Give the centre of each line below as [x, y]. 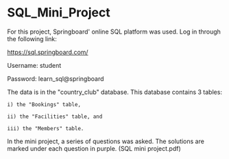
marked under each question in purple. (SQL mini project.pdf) [94, 148]
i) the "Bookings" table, [44, 104]
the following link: [32, 38]
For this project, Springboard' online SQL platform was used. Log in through [114, 32]
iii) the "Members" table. [46, 128]
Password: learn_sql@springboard [56, 78]
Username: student [34, 65]
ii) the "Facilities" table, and [55, 117]
